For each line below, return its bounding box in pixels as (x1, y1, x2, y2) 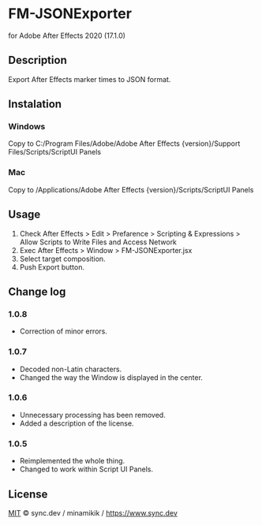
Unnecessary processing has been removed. (19, 410, 166, 419)
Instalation (8, 98, 62, 111)
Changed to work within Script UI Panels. (19, 464, 154, 474)
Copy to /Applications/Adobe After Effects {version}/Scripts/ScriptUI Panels (8, 184, 254, 194)
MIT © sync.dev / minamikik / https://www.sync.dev (8, 508, 178, 517)
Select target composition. (19, 254, 106, 263)
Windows (8, 121, 46, 132)
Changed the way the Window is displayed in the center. (19, 372, 204, 382)
